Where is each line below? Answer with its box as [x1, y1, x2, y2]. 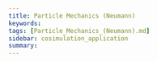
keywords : [8, 19, 42, 27]
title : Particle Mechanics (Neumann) [8, 11, 136, 20]
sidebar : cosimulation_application [8, 34, 129, 43]
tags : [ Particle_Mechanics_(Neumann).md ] [8, 27, 151, 35]
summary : [8, 42, 38, 50]
